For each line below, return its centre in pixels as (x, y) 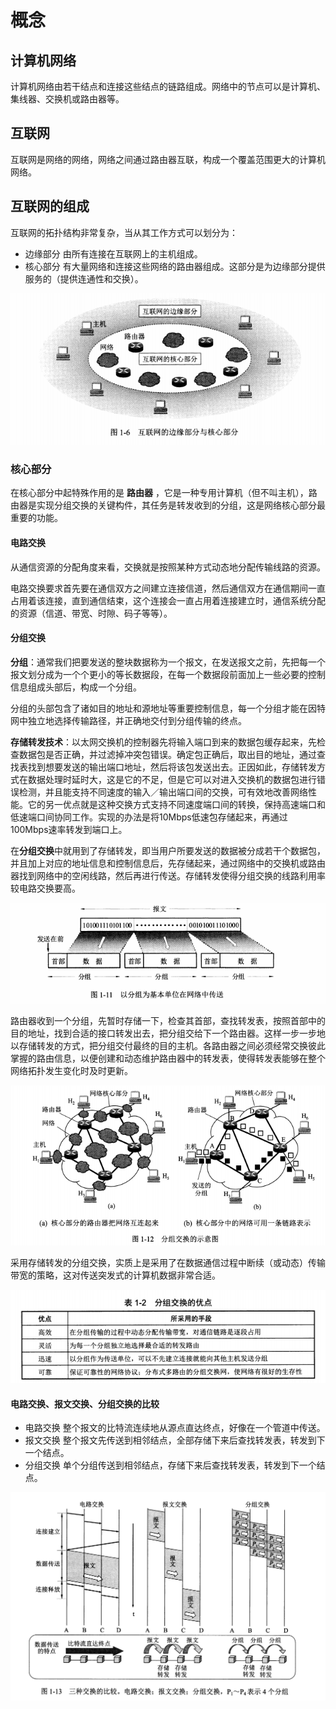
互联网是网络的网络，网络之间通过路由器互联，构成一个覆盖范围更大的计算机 (168, 159)
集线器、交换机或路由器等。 (67, 99)
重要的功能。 (36, 518)
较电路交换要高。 (45, 888)
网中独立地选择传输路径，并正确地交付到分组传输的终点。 (128, 720)
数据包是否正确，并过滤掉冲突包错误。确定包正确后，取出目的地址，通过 (167, 754)
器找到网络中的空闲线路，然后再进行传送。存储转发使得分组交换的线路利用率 (168, 875)
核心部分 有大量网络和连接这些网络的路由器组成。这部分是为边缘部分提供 (175, 266)
